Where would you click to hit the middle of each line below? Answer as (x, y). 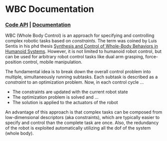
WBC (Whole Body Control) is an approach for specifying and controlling (80, 35)
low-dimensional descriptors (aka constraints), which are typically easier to (83, 118)
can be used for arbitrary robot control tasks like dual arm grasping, (75, 57)
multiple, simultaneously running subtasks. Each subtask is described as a (82, 77)
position (13, 62)
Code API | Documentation (38, 25)
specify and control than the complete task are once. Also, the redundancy (82, 123)
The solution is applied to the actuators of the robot (65, 103)
